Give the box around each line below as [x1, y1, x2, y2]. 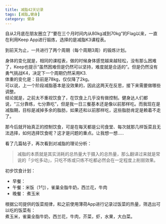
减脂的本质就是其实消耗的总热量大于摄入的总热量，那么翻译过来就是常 [17, 151, 161, 157]
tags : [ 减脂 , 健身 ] [5, 12, 41, 17]
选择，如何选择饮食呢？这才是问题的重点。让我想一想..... [9, 130, 124, 136]
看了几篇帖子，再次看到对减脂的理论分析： [5, 140, 92, 146]
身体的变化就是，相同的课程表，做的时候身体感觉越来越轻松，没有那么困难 [5, 58, 157, 64]
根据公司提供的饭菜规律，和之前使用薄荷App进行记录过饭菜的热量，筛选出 [5, 201, 157, 207]
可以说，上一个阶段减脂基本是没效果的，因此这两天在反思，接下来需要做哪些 [5, 83, 161, 89]
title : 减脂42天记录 [5, 7, 43, 12]
